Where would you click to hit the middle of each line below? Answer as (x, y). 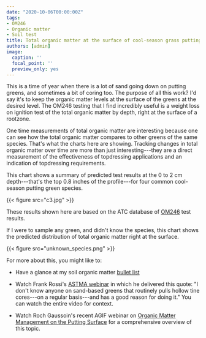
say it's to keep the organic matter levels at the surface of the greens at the (101, 99)
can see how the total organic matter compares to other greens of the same (102, 137)
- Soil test (21, 35)
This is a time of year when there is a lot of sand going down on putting (96, 86)
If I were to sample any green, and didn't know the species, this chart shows (103, 230)
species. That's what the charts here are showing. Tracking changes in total (102, 144)
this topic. (28, 329)
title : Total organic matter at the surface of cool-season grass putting (104, 40)
